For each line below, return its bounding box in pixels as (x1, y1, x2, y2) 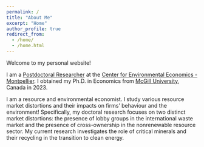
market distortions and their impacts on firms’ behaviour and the (6, 102, 167, 109)
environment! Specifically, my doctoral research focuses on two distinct (6, 108, 186, 116)
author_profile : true (6, 25, 61, 32)
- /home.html (12, 43, 45, 49)
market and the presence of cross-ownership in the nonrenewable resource (6, 121, 196, 128)
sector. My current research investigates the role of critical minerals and (6, 128, 187, 135)
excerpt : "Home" (6, 20, 47, 26)
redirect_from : (6, 31, 45, 38)
